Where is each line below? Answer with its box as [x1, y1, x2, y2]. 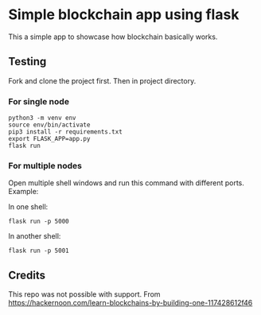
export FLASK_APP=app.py [8, 135, 91, 143]
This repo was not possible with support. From [8, 290, 161, 299]
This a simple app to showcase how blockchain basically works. [8, 32, 218, 41]
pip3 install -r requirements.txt [8, 128, 123, 136]
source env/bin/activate [8, 121, 91, 129]
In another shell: [8, 231, 61, 241]
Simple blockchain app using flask [8, 6, 240, 24]
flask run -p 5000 [8, 217, 69, 226]
